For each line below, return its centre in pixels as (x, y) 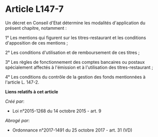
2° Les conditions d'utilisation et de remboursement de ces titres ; (73, 52)
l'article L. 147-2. (22, 82)
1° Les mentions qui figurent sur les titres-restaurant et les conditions (76, 38)
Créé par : (15, 101)
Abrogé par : (17, 120)
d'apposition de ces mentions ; (37, 43)
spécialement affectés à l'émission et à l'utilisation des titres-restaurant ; (79, 67)
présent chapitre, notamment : (36, 28)
